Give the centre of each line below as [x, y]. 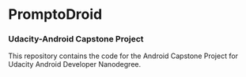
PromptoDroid [55, 15]
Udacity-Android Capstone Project [76, 39]
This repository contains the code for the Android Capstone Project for [123, 56]
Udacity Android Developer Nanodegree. [75, 64]
